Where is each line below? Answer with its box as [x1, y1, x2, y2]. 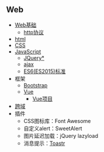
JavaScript [14, 47, 41, 55]
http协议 [23, 28, 44, 36]
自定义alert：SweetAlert [23, 125, 83, 132]
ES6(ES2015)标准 [23, 68, 66, 75]
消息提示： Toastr [23, 140, 66, 147]
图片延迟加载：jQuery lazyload [23, 132, 99, 139]
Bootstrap [23, 81, 48, 88]
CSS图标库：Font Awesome [23, 117, 91, 124]
